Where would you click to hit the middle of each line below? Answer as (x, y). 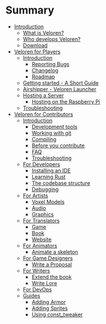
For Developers (41, 164)
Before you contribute (58, 146)
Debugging (45, 189)
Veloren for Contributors (44, 114)
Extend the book (52, 277)
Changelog (45, 70)
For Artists (35, 196)
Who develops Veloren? (52, 39)
